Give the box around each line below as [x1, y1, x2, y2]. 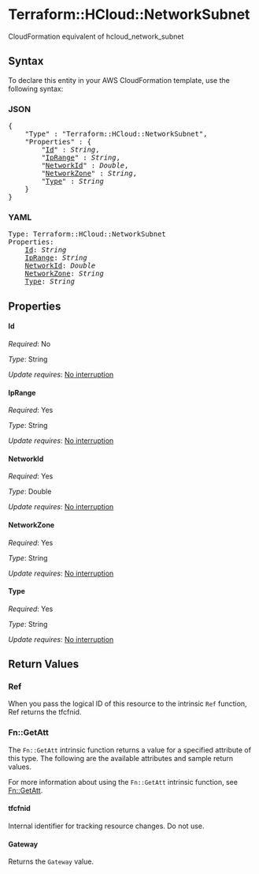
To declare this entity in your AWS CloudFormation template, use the [8, 75, 230, 84]
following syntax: [8, 84, 64, 93]
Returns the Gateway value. [8, 857, 94, 866]
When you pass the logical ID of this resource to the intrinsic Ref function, [8, 699, 247, 708]
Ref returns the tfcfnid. [8, 707, 82, 717]
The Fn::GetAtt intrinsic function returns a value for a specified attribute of [8, 745, 252, 755]
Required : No [8, 339, 51, 348]
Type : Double [8, 487, 52, 497]
